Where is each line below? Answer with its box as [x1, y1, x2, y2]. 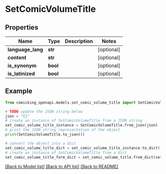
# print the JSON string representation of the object [5, 128, 121, 132]
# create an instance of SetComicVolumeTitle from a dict [5, 150, 127, 155]
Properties [5, 23, 39, 32]
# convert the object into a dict [5, 141, 77, 146]
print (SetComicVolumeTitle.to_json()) [5, 132, 85, 137]
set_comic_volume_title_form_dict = [5, 155, 81, 160]
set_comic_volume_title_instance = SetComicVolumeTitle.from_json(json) [5, 123, 158, 128]
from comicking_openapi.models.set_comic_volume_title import [5, 100, 136, 105]
